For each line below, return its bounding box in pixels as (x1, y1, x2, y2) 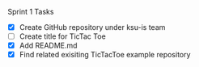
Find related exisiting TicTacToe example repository (19, 50, 191, 60)
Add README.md (19, 40, 78, 51)
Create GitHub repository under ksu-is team (19, 23, 166, 31)
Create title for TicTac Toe (19, 31, 106, 41)
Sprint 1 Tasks (7, 7, 54, 16)
